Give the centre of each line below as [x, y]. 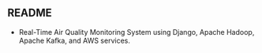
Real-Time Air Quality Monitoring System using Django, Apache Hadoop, [137, 32]
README [30, 13]
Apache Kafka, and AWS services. [75, 40]
